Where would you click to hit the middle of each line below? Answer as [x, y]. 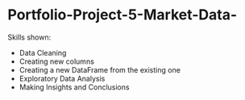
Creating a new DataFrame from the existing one [100, 69]
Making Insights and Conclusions [74, 87]
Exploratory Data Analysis [62, 78]
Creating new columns [56, 61]
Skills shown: [29, 37]
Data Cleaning [43, 52]
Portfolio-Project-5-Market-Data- [122, 15]
